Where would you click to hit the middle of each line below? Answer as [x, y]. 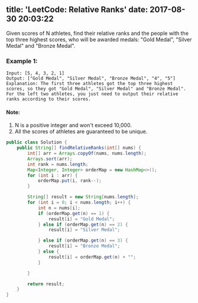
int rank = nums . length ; [58, 164]
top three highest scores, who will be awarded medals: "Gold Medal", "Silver [99, 39]
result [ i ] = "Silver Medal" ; [84, 230]
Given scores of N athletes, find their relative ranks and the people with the [98, 33]
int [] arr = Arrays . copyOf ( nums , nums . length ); [87, 154]
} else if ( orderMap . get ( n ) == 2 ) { [83, 224]
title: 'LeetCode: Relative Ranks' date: [77, 10]
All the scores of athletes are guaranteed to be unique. [81, 132]
